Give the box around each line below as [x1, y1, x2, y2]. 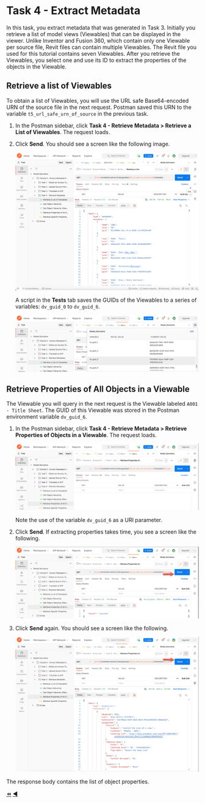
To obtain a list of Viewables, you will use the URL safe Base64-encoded [6, 97, 189, 104]
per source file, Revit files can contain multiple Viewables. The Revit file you [6, 43, 197, 51]
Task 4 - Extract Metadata [6, 4, 141, 18]
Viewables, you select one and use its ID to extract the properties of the [6, 56, 187, 64]
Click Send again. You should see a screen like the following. [15, 625, 169, 632]
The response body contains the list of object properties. [6, 778, 149, 785]
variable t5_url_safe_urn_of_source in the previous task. [6, 110, 149, 117]
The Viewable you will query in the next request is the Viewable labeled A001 [6, 400, 198, 408]
